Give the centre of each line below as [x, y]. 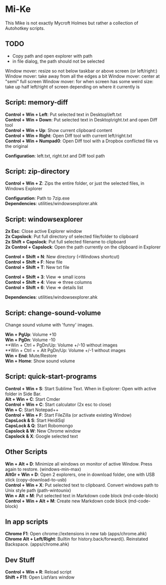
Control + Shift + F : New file [34, 262]
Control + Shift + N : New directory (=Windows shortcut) [62, 257]
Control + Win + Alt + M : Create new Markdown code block [66, 501]
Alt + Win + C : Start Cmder [33, 399]
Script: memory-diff [37, 102]
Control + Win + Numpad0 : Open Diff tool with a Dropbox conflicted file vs [82, 141]
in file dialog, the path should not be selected [58, 61]
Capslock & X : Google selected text [42, 436]
